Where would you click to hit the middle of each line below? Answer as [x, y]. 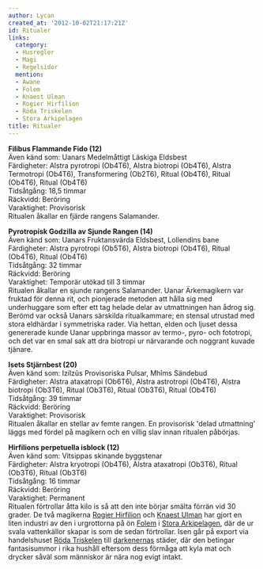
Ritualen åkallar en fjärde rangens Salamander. [84, 216]
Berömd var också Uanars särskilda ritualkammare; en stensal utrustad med [131, 315]
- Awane [28, 82]
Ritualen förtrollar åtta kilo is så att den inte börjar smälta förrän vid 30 [122, 506]
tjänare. [21, 349]
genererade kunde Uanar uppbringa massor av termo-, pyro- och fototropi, [130, 332]
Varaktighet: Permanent [47, 498]
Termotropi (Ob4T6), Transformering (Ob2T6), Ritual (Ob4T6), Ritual [119, 174]
